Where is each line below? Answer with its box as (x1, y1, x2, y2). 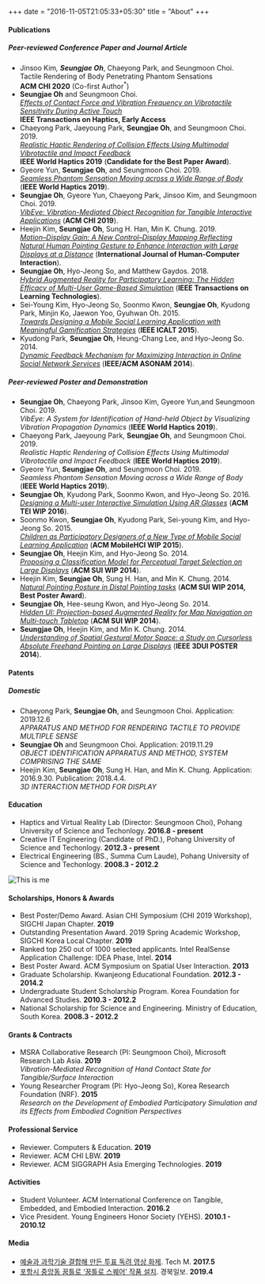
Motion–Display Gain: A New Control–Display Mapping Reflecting (19, 233, 233, 243)
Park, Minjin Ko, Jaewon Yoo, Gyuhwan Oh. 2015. (19, 308, 180, 318)
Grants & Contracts (8, 1030, 73, 1039)
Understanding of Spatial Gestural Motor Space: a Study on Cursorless (19, 633, 253, 643)
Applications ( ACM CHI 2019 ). (19, 216, 119, 225)
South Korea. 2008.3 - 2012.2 (19, 1012, 119, 1022)
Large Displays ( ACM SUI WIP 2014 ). (19, 566, 142, 575)
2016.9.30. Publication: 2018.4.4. (19, 773, 127, 783)
